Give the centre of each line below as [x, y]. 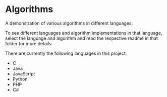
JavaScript [24, 73]
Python [20, 79]
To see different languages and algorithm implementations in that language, [84, 33]
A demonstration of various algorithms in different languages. [69, 23]
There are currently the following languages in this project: [66, 53]
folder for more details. [29, 43]
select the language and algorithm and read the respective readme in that [81, 38]
